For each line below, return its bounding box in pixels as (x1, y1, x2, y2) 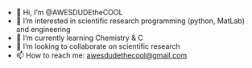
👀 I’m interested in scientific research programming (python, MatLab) (15, 16, 246, 26)
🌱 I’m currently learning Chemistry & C (15, 33, 143, 42)
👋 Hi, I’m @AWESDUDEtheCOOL (15, 8, 123, 17)
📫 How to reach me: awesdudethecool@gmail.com (15, 50, 188, 60)
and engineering (15, 25, 71, 34)
